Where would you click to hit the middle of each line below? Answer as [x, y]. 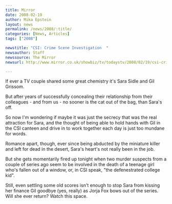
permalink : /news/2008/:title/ [39, 29]
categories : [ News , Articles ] [38, 34]
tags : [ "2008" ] [21, 39]
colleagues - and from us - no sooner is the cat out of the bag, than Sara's [84, 102]
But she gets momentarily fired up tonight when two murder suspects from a [86, 159]
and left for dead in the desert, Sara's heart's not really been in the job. [80, 149]
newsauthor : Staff [25, 53]
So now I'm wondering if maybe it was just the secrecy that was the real [81, 117]
